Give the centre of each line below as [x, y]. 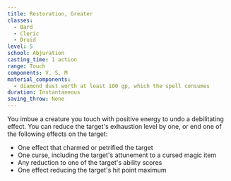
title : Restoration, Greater [50, 14]
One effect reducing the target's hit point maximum [92, 170]
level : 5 [20, 46]
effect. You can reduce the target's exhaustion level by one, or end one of [115, 126]
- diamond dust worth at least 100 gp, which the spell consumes [112, 86]
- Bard [23, 27]
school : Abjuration [36, 54]
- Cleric [26, 33]
